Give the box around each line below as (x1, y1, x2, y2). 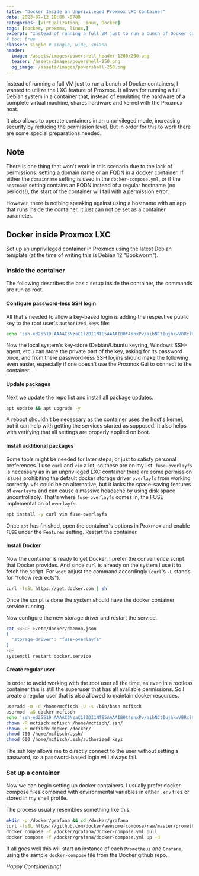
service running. (6, 602, 46, 610)
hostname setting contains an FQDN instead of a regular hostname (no (6, 182, 176, 189)
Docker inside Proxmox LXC (6, 230, 111, 240)
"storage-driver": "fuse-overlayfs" (11, 637, 102, 643)
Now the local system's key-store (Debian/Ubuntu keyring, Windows (6, 341, 174, 348)
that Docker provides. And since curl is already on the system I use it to (6, 561, 182, 569)
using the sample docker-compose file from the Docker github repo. (6, 851, 168, 858)
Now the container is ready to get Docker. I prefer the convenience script (6, 555, 185, 562)
